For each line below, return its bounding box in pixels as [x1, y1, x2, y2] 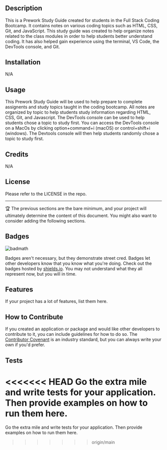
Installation [5, 58, 41, 66]
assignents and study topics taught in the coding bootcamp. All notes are [5, 104, 155, 110]
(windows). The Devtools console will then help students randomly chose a [5, 131, 159, 137]
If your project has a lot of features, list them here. [5, 299, 108, 304]
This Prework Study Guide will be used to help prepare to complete [5, 99, 143, 105]
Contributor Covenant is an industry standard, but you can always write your [5, 337, 162, 343]
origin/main [91, 439, 115, 445]
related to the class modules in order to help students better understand [5, 33, 153, 39]
